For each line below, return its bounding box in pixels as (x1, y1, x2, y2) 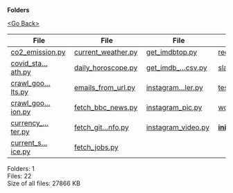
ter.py (10, 127, 30, 136)
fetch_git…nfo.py (74, 122, 130, 132)
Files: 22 (7, 172, 32, 180)
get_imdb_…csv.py (146, 63, 208, 72)
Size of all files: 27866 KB (7, 179, 81, 187)
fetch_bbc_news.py (74, 103, 138, 112)
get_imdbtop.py (146, 48, 198, 57)
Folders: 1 (7, 165, 35, 172)
